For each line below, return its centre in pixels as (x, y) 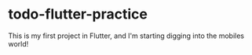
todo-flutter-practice (78, 14)
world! (18, 43)
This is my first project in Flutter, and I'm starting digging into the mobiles (126, 36)
